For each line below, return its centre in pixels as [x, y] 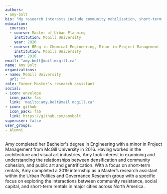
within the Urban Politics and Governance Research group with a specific [80, 176]
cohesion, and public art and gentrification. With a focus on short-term [78, 165]
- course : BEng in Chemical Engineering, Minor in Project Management [84, 47]
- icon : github [21, 107]
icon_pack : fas [25, 97]
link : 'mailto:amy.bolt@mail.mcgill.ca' [52, 102]
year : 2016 [25, 56]
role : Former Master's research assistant [50, 84]
